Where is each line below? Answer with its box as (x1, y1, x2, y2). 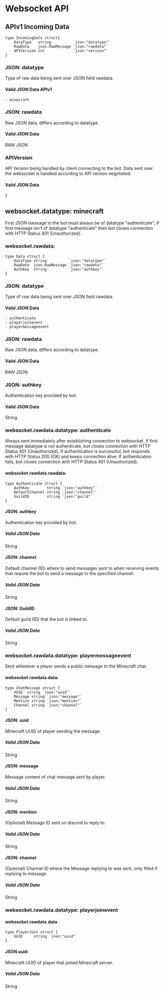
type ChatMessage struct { (5, 686, 60, 690)
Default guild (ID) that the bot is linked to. (5, 616, 88, 622)
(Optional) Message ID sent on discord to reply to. (5, 820, 106, 826)
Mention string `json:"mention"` (14, 698, 82, 703)
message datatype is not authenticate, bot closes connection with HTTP (5, 443, 151, 449)
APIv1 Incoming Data (5, 23, 70, 31)
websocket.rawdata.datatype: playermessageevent (5, 652, 131, 659)
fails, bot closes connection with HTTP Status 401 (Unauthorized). (5, 459, 139, 465)
